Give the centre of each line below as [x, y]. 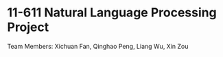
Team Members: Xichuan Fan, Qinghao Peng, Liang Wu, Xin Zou [98, 46]
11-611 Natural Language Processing [112, 13]
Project [28, 27]
